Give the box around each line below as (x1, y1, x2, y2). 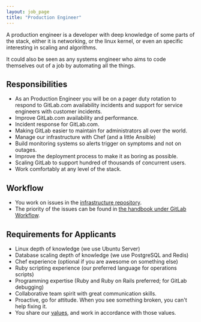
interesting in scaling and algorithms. (6, 43, 98, 51)
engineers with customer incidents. (14, 108, 103, 115)
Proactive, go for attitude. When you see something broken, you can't (14, 296, 187, 303)
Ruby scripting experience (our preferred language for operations (14, 264, 177, 271)
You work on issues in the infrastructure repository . (14, 199, 142, 206)
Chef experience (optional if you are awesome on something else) (14, 258, 178, 265)
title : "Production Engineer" (6, 14, 82, 20)
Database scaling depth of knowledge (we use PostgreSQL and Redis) (14, 251, 189, 259)
